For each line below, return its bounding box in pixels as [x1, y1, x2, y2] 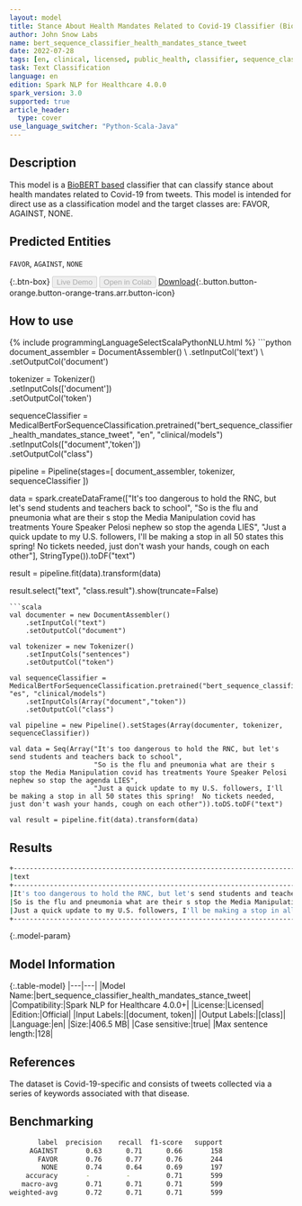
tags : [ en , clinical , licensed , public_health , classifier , [9, 55, 240, 64]
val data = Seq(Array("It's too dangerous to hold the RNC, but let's [9, 745, 280, 754]
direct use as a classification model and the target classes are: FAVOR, [9, 198, 271, 209]
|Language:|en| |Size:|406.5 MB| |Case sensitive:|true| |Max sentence [9, 1019, 268, 1029]
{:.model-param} [9, 930, 72, 941]
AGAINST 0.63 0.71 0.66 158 [29, 1146, 223, 1156]
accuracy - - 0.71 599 [25, 1172, 223, 1181]
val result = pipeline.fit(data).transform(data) [9, 816, 200, 825]
